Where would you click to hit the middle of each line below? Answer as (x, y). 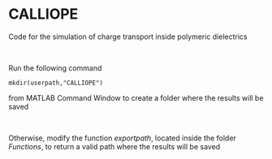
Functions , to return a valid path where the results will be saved (114, 146)
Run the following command (55, 68)
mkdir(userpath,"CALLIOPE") (56, 83)
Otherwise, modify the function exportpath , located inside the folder (123, 138)
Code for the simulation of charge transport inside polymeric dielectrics (128, 37)
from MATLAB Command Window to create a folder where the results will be (136, 97)
